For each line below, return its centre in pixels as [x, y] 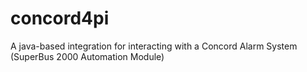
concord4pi [60, 18]
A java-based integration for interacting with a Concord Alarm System [154, 46]
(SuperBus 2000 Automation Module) [87, 56]
